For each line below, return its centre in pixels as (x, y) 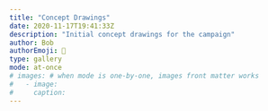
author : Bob (31, 43)
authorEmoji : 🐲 (38, 51)
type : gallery (36, 59)
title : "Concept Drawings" (60, 17)
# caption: (38, 92)
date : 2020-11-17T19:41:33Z (62, 26)
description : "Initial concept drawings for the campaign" (122, 34)
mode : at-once (36, 68)
